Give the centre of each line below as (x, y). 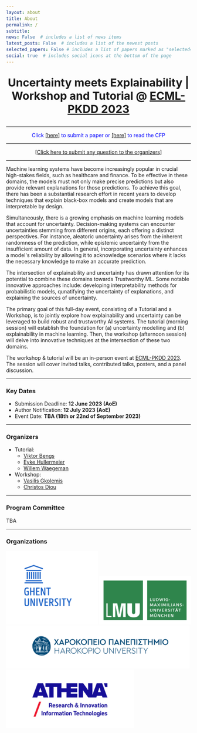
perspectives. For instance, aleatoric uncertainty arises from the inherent (94, 236)
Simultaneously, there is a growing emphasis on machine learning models (95, 218)
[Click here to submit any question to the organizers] (98, 152)
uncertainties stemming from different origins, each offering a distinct (90, 230)
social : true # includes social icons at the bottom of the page (89, 56)
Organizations (27, 541)
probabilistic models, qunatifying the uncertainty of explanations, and (90, 291)
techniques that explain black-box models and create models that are (90, 200)
